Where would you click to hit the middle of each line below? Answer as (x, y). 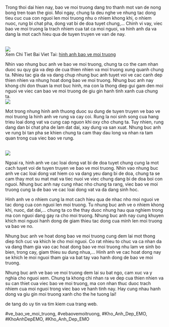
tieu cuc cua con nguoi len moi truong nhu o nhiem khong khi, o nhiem (78, 18)
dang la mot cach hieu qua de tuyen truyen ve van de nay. (66, 34)
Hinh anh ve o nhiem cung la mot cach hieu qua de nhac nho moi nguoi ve (82, 199)
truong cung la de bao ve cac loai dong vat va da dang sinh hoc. (72, 190)
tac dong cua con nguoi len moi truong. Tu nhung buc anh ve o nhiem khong (85, 205)
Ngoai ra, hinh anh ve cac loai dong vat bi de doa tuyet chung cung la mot (82, 163)
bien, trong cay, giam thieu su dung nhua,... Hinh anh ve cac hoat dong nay (83, 252)
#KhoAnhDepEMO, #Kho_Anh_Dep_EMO (47, 319)
